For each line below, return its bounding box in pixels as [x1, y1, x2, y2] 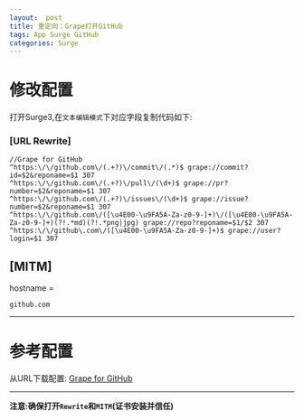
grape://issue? [191, 195, 249, 204]
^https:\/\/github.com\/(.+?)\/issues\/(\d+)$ [9, 195, 188, 204]
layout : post [9, 13, 63, 23]
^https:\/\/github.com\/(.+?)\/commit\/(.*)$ [9, 163, 184, 173]
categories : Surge [9, 38, 79, 48]
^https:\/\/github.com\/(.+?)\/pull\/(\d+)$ [9, 179, 180, 188]
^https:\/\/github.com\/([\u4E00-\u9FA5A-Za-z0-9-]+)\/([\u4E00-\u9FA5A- [9, 210, 294, 219]
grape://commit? [186, 163, 249, 173]
